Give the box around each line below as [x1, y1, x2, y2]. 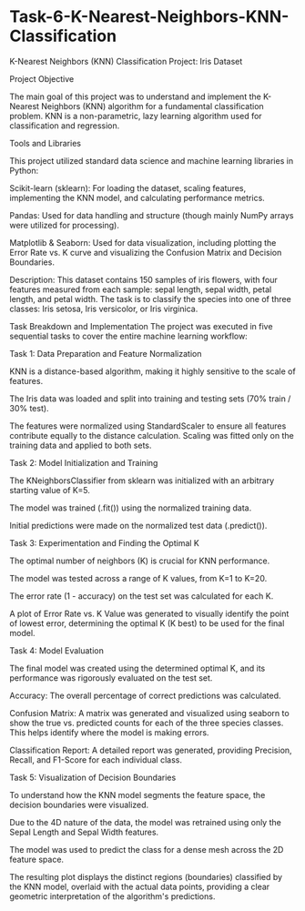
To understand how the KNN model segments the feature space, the [9, 789, 266, 800]
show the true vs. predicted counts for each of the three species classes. [9, 717, 284, 728]
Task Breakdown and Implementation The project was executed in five [9, 320, 273, 331]
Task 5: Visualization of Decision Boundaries [9, 772, 177, 783]
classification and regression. [9, 120, 120, 131]
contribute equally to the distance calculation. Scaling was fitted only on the [9, 430, 294, 440]
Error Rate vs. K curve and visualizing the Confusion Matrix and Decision [9, 247, 282, 258]
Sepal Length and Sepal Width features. [9, 826, 159, 837]
